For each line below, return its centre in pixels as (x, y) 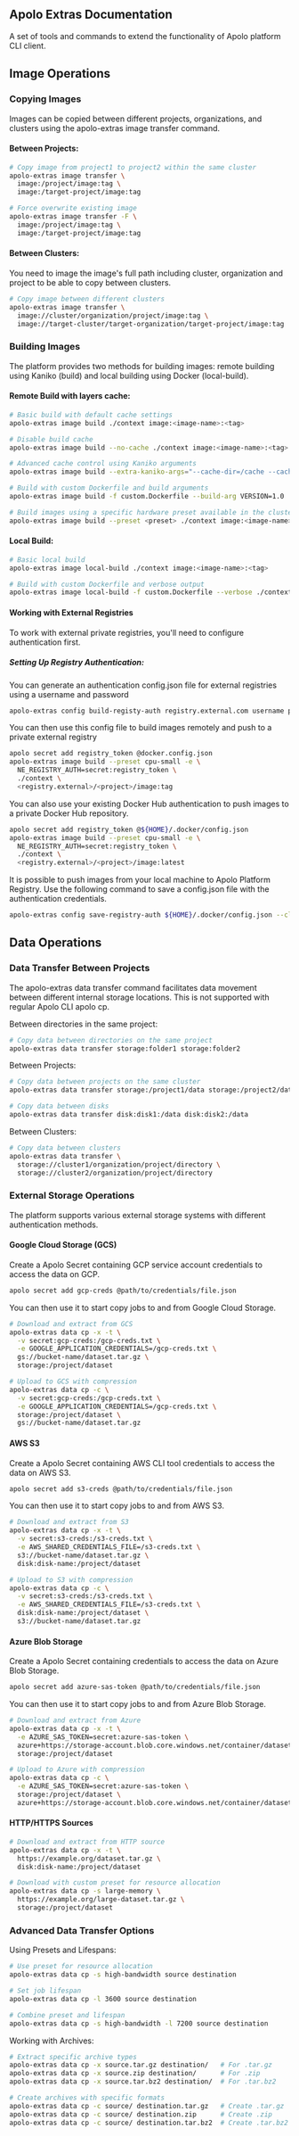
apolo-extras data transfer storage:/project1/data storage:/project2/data (153, 1090)
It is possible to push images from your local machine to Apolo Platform (140, 880)
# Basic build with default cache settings (91, 415)
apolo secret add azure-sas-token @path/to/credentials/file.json (135, 1687)
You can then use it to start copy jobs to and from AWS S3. (117, 1505)
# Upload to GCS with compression (73, 1381)
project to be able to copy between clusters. (90, 282)
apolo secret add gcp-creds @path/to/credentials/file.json (123, 1291)
